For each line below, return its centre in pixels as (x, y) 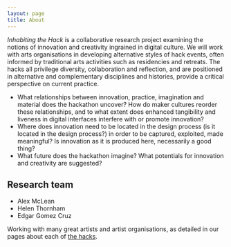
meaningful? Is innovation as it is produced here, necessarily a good (114, 141)
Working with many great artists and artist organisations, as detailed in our (113, 229)
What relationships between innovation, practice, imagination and (110, 97)
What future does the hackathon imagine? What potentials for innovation (120, 155)
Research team (40, 185)
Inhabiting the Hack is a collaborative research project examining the (105, 39)
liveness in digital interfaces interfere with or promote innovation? (110, 119)
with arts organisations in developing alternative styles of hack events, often (116, 54)
